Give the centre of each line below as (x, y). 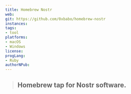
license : (14, 51)
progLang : (15, 56)
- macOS (13, 42)
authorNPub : (17, 65)
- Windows (15, 47)
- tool (12, 33)
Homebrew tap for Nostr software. (72, 85)
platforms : (16, 38)
